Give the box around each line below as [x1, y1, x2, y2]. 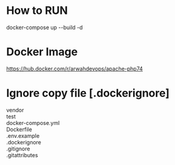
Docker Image [6, 45, 78, 59]
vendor [6, 106, 24, 113]
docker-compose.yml [6, 119, 60, 126]
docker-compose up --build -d [6, 24, 83, 31]
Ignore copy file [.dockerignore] [6, 86, 170, 100]
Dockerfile [6, 126, 32, 133]
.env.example [6, 132, 40, 140]
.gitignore [6, 145, 30, 152]
